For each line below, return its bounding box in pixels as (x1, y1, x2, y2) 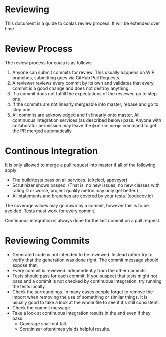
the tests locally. (12, 283, 46, 289)
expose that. (12, 262, 38, 268)
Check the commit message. (12, 304, 71, 311)
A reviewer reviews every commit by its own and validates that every (12, 80, 154, 86)
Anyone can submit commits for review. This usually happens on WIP (12, 69, 155, 75)
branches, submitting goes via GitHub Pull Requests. (12, 74, 121, 81)
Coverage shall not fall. (19, 320, 67, 326)
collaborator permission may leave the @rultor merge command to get (12, 122, 157, 128)
